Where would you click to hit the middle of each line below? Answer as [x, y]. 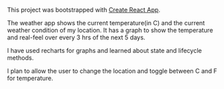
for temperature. [30, 78]
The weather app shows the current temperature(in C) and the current [106, 23]
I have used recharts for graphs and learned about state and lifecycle [104, 51]
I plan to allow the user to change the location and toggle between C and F [112, 71]
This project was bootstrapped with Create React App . [84, 10]
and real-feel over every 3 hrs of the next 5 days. [76, 37]
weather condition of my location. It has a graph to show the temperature [110, 30]
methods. [21, 58]
